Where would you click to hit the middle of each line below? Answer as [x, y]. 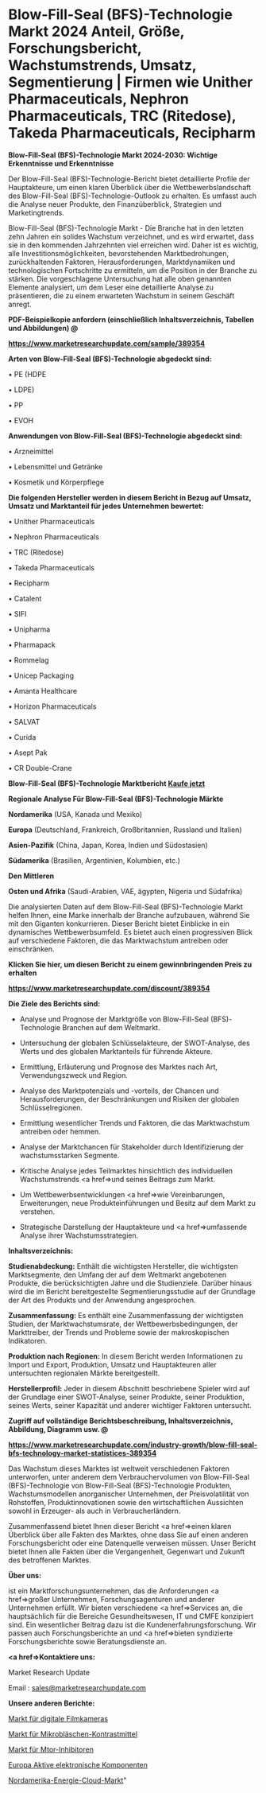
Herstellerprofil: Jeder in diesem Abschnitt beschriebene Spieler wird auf [129, 1388]
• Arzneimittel [31, 451]
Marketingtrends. [37, 212]
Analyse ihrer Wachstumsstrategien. [79, 1235]
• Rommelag [29, 660]
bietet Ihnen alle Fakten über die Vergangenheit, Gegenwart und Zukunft [127, 1551]
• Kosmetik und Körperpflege [56, 482]
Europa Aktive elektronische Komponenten [78, 1764]
